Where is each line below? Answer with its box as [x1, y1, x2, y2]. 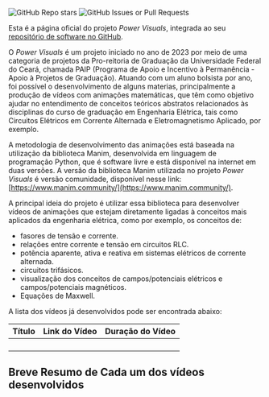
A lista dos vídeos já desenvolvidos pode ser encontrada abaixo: [8, 307, 222, 316]
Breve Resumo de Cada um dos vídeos [8, 366, 205, 379]
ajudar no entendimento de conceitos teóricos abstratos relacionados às [8, 99, 249, 108]
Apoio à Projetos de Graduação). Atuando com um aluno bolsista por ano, [8, 73, 253, 82]
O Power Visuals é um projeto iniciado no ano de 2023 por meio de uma [8, 48, 247, 56]
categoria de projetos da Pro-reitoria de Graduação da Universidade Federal [8, 56, 262, 65]
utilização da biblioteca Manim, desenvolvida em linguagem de [8, 149, 217, 158]
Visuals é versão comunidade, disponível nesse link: [8, 174, 182, 184]
